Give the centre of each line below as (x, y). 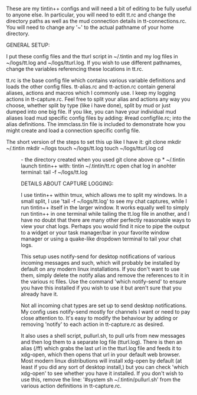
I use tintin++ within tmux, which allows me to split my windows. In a (104, 195)
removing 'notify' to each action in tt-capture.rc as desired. (93, 324)
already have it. (40, 294)
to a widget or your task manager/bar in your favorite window (95, 233)
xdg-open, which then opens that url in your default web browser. (101, 354)
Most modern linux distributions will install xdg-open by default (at (101, 361)
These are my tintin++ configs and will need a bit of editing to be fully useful (99, 9)
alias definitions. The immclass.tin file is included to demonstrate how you (96, 124)
